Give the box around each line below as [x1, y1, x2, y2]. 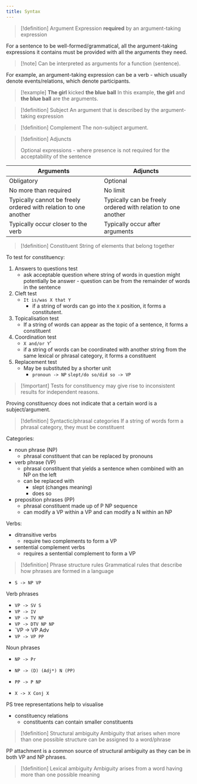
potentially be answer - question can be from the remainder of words [23, 277, 191, 284]
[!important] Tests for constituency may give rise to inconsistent [20, 382, 175, 389]
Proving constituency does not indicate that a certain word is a [6, 400, 157, 407]
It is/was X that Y [23, 297, 72, 303]
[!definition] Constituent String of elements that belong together [20, 242, 175, 249]
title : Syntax [6, 8, 41, 15]
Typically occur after [103, 220, 161, 228]
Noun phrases [6, 644, 40, 651]
